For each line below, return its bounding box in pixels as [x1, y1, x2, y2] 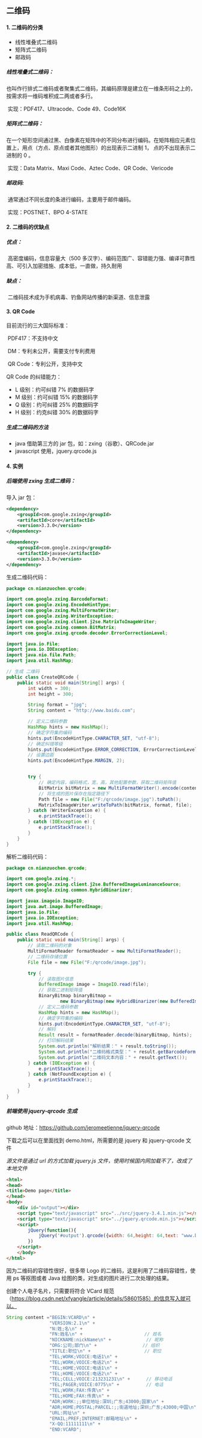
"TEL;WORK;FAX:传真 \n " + [49, 1387, 110, 1393]
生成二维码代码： [6, 573, 49, 581]
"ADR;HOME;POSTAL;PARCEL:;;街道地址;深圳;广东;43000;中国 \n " [49, 1404, 197, 1410]
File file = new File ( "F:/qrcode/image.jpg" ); [28, 959, 147, 965]
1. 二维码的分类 [6, 24, 43, 31]
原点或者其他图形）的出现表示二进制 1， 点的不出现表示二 [53, 144, 196, 151]
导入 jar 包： [6, 494, 37, 501]
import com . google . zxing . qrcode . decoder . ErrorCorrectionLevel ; [6, 630, 168, 636]
